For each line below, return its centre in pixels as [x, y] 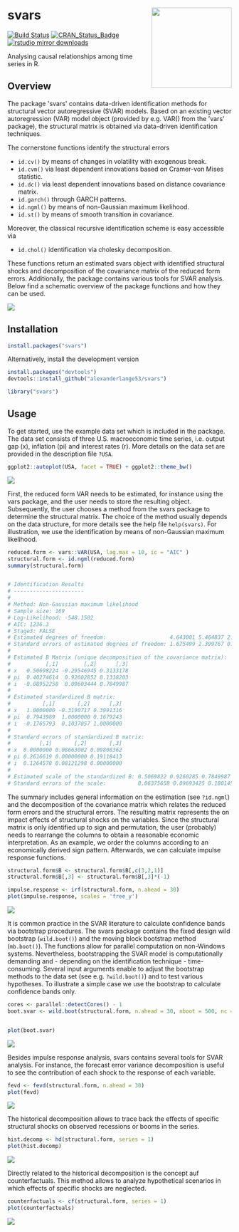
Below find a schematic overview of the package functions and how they [114, 286]
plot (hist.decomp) [34, 1147]
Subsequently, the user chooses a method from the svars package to [108, 508]
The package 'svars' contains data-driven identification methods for [107, 103]
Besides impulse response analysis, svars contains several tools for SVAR [115, 1057]
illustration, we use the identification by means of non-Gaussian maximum [116, 531]
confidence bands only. [42, 991]
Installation [33, 329]
